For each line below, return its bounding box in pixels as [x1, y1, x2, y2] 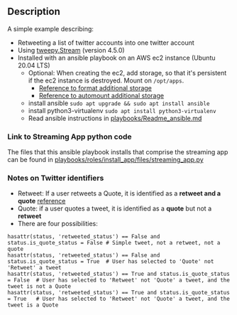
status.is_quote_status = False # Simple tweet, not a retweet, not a [7, 240, 221, 247]
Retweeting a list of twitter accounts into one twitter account [17, 38, 195, 47]
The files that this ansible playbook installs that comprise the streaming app [7, 148, 228, 156]
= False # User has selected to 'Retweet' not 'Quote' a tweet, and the [7, 277, 231, 284]
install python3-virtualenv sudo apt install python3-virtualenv [28, 106, 216, 114]
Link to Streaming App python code [7, 132, 132, 142]
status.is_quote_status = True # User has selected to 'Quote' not [7, 258, 214, 265]
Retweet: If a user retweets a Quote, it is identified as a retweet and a [17, 189, 221, 198]
